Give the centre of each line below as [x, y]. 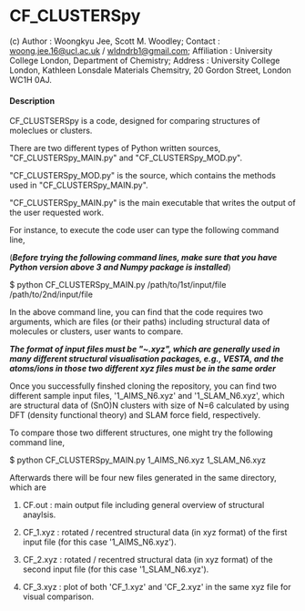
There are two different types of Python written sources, [115, 148]
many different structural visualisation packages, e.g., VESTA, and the [147, 359]
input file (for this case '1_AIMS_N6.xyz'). [99, 542]
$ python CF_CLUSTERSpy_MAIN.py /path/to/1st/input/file [118, 285]
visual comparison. [58, 596]
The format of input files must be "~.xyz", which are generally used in [145, 349]
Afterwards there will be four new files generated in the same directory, [143, 478]
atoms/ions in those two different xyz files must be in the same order [142, 369]
